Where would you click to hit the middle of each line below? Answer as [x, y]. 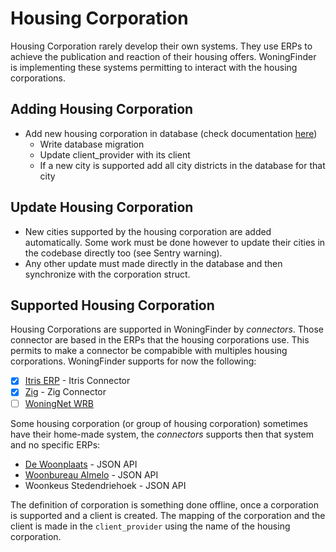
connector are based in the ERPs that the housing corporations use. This [160, 340]
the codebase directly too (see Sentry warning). [123, 253]
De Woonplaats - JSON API [81, 464]
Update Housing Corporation [102, 207]
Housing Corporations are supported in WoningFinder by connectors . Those [167, 329]
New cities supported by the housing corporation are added [148, 231]
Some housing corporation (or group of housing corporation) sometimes [159, 423]
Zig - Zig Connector [65, 392]
